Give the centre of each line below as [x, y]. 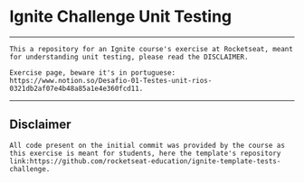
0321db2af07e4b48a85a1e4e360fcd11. [76, 88]
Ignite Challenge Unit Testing [121, 17]
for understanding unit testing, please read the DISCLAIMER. [129, 57]
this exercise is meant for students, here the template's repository [145, 153]
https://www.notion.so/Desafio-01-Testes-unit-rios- [111, 80]
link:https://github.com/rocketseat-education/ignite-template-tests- [145, 161]
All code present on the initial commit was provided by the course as [147, 145]
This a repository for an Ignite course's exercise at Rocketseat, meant [152, 49]
